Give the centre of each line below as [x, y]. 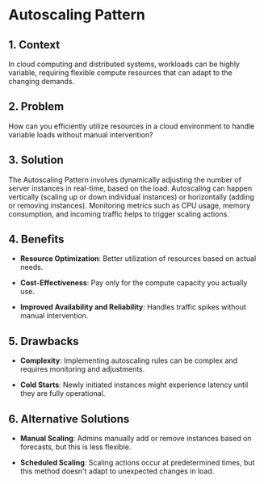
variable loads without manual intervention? [81, 134]
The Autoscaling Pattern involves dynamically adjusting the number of [125, 179]
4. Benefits [36, 240]
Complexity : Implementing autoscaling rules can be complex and [129, 360]
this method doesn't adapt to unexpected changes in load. [117, 471]
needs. [31, 267]
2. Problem [36, 107]
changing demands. [42, 81]
